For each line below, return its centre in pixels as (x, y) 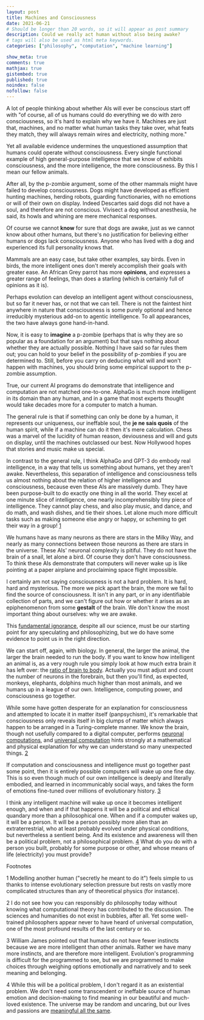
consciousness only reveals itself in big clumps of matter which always (95, 721)
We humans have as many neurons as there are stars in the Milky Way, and (100, 537)
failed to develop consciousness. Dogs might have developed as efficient (98, 190)
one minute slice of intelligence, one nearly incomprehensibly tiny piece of (99, 500)
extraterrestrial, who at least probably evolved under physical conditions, (98, 829)
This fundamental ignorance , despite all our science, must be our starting (98, 626)
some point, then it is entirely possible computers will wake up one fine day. (101, 771)
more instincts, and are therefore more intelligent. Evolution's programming (100, 954)
